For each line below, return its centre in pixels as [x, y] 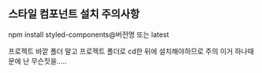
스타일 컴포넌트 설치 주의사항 [74, 14]
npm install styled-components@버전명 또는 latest [89, 35]
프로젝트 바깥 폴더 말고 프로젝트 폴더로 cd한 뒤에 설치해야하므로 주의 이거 [121, 51]
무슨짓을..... [49, 60]
